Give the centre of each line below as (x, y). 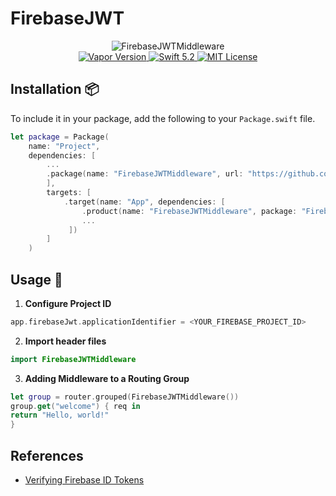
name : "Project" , (64, 146)
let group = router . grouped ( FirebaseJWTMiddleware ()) (125, 397)
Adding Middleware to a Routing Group (107, 378)
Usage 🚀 (36, 279)
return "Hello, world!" (60, 415)
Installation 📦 (55, 89)
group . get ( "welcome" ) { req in (75, 406)
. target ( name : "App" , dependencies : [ (144, 202)
